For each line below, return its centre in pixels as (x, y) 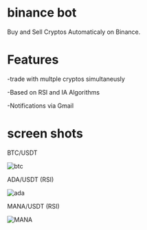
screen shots (45, 134)
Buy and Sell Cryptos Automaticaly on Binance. (74, 32)
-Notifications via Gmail (41, 106)
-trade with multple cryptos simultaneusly (66, 79)
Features (33, 60)
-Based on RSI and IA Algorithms (54, 92)
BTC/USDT (22, 153)
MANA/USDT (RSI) (33, 206)
